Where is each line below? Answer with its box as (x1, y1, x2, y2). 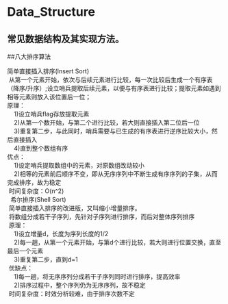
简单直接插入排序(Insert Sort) (7, 67, 90, 75)
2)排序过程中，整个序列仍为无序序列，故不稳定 (13, 281, 146, 289)
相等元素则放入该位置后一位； (7, 93, 91, 101)
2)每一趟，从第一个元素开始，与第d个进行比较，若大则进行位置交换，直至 (13, 238, 221, 246)
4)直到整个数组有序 (13, 144, 68, 152)
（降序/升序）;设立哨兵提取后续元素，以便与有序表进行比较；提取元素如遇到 (7, 84, 221, 92)
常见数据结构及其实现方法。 (7, 33, 125, 45)
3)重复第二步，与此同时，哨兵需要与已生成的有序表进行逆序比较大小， (13, 127, 212, 135)
